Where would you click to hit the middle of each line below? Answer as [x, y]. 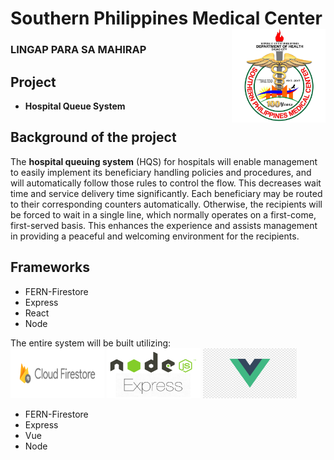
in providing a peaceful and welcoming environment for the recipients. [155, 236]
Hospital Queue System [75, 106]
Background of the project [93, 137]
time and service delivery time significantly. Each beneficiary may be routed [166, 193]
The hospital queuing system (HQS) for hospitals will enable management [164, 161]
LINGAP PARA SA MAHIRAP [78, 50]
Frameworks [50, 267]
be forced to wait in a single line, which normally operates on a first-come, [163, 214]
